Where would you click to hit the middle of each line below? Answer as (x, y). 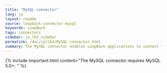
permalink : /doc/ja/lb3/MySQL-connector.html (53, 42)
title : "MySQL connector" (32, 10)
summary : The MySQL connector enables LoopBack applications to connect (82, 46)
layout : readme (21, 19)
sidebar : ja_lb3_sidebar (31, 37)
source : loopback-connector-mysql (41, 23)
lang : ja (14, 14)
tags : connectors (23, 33)
